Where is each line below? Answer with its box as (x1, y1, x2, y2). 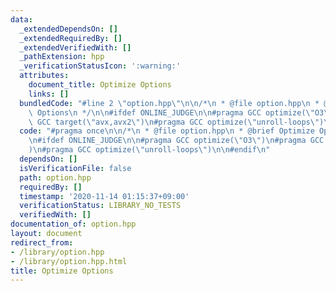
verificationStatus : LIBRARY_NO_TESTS (19, 201, 182, 211)
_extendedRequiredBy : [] (19, 33, 123, 43)
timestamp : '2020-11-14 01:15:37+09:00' (19, 191, 190, 201)
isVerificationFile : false (19, 163, 132, 173)
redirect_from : (10, 237, 74, 248)
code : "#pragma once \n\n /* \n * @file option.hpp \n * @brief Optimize (19, 126, 315, 136)
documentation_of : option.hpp (10, 219, 137, 230)
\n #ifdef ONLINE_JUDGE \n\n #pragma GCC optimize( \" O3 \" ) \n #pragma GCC (28, 136, 325, 146)
